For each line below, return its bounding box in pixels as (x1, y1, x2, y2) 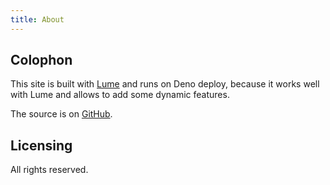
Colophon (10, 52, 73, 69)
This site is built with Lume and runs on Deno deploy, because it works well (10, 78, 320, 90)
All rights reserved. (10, 164, 89, 176)
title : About (10, 14, 65, 25)
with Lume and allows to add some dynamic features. (10, 89, 230, 101)
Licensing (10, 137, 73, 154)
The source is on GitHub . (10, 108, 113, 120)
